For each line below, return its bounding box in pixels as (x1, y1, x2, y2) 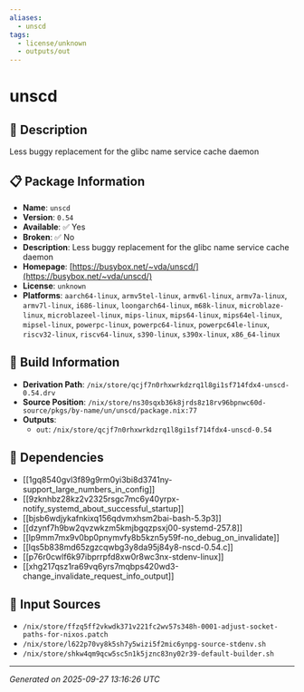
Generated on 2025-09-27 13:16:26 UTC (9, 674, 160, 685)
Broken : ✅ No (22, 231, 75, 242)
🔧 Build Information (9, 355, 120, 370)
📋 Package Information (9, 173, 146, 189)
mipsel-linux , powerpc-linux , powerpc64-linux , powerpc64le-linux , (22, 318, 270, 329)
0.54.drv (22, 388, 56, 397)
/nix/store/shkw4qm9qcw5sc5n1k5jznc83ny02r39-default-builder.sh (22, 649, 274, 658)
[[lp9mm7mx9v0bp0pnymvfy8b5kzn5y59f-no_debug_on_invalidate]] (22, 531, 280, 542)
